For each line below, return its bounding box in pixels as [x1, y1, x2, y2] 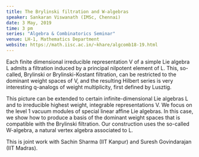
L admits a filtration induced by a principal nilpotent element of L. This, [6, 64, 179, 71]
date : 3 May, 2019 [6, 20, 52, 26]
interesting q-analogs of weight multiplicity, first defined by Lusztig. [6, 83, 172, 90]
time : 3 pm [6, 25, 33, 32]
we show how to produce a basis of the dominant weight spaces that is [6, 114, 181, 121]
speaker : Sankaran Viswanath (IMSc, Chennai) [6, 14, 121, 20]
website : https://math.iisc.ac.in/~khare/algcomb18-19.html [6, 42, 159, 48]
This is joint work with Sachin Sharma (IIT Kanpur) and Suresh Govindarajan [6, 138, 192, 145]
